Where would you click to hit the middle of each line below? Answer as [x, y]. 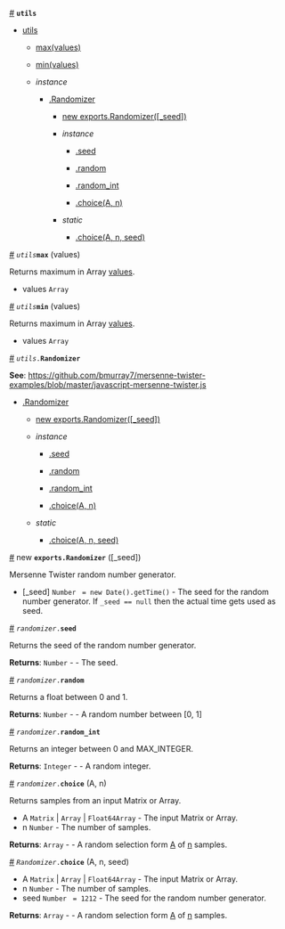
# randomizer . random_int [55, 731]
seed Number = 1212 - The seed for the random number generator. [144, 898]
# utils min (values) [45, 306]
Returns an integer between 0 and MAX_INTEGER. [102, 749]
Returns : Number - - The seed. [64, 662]
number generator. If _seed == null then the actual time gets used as [149, 601]
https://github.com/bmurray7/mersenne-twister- [117, 375]
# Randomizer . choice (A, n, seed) [69, 862]
